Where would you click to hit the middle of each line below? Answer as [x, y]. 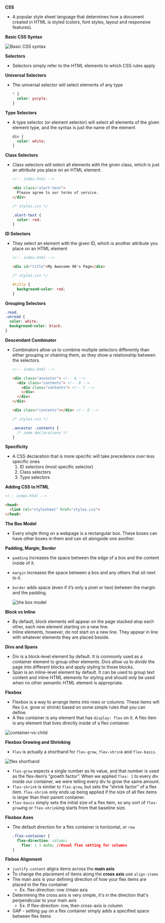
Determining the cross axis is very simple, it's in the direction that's [80, 895]
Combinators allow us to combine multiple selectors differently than [81, 350]
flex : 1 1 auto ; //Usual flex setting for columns [74, 845]
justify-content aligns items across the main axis [63, 869]
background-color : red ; [41, 289]
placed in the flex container [40, 885]
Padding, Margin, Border [31, 548]
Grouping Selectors [25, 303]
